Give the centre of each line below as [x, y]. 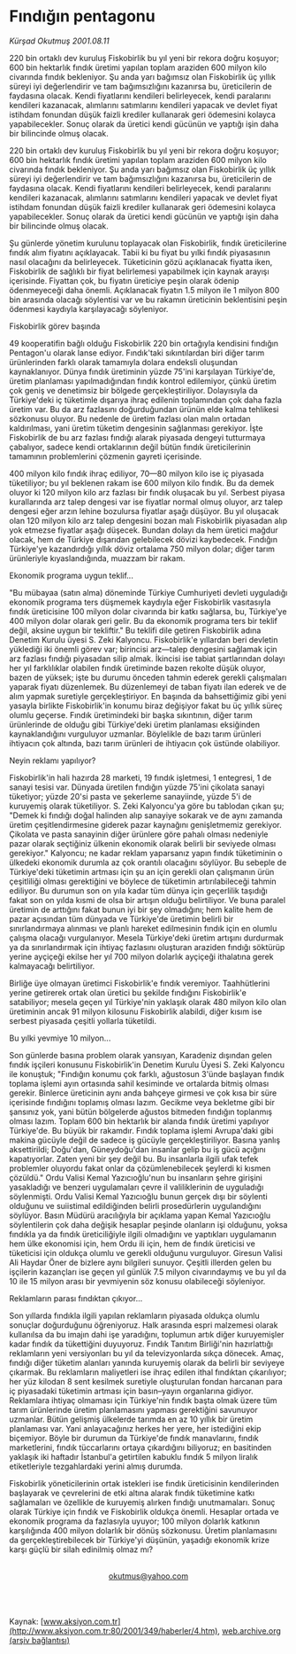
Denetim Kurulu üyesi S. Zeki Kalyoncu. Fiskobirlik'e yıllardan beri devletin [144, 639]
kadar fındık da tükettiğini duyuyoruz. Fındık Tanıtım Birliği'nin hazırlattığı [141, 1344]
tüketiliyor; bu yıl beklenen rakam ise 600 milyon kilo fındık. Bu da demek [142, 483]
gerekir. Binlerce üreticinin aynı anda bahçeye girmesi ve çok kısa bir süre [143, 1093]
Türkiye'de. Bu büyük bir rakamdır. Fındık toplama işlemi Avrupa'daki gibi [141, 1130]
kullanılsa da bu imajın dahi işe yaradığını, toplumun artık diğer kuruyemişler [147, 1334]
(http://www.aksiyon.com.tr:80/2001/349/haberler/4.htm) [114, 1631]
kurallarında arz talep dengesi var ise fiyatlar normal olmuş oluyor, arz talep [146, 502]
